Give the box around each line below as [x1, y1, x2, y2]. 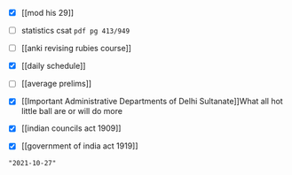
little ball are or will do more [20, 106, 123, 117]
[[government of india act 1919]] [20, 141, 138, 151]
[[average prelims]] [20, 79, 92, 89]
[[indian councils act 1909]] [20, 123, 122, 133]
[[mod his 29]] [20, 8, 75, 18]
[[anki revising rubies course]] [20, 43, 132, 54]
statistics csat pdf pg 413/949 [20, 26, 130, 36]
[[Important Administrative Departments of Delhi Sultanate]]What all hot [20, 96, 283, 107]
